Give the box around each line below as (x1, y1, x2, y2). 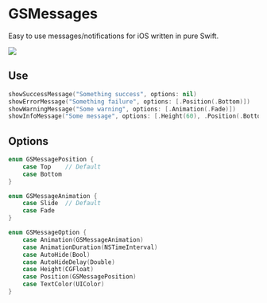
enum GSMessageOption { (8, 228, 87, 237)
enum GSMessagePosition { (8, 156, 94, 164)
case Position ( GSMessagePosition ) (22, 273, 137, 281)
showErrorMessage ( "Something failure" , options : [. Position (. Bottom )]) (8, 97, 250, 106)
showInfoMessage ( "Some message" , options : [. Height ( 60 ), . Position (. (8, 112, 244, 120)
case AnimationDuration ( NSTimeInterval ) (22, 243, 158, 251)
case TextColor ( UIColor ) (22, 280, 105, 289)
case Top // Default (22, 162, 102, 171)
